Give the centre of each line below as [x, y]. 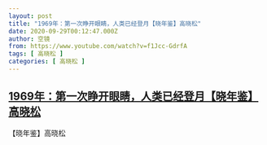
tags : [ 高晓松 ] [36, 54]
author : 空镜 [29, 39]
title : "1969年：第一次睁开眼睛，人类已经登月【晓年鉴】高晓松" [105, 24]
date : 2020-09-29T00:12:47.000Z [63, 31]
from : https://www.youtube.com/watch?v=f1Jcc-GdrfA [98, 46]
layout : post [31, 16]
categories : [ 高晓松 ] [47, 62]
